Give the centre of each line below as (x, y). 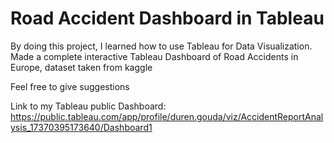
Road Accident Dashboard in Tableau (167, 18)
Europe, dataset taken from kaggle (81, 67)
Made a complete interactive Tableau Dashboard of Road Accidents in (154, 56)
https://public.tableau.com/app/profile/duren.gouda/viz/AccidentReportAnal (167, 116)
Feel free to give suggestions (70, 86)
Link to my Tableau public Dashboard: (88, 106)
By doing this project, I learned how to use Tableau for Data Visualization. (161, 46)
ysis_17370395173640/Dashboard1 (81, 127)
